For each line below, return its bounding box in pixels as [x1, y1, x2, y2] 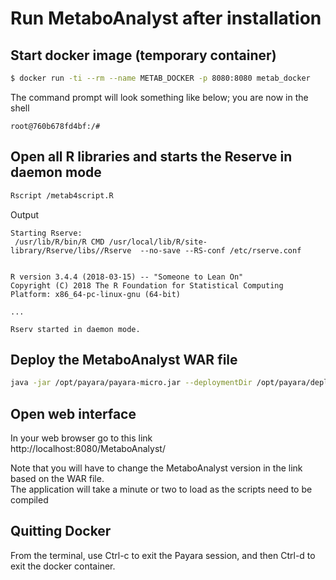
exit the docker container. [10, 560, 116, 572]
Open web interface [10, 405, 137, 422]
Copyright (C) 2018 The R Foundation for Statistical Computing [10, 280, 284, 291]
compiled [10, 494, 49, 506]
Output [10, 208, 39, 221]
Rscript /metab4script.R [10, 190, 114, 201]
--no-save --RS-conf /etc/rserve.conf [139, 245, 302, 256]
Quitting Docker [10, 523, 112, 540]
